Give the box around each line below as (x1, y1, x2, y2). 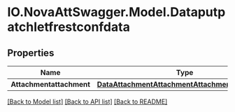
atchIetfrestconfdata (7, 19, 131, 35)
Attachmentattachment (10, 80, 91, 89)
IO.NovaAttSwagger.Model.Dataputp (7, 4, 226, 20)
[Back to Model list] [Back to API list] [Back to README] (7, 97, 168, 106)
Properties (7, 47, 55, 59)
